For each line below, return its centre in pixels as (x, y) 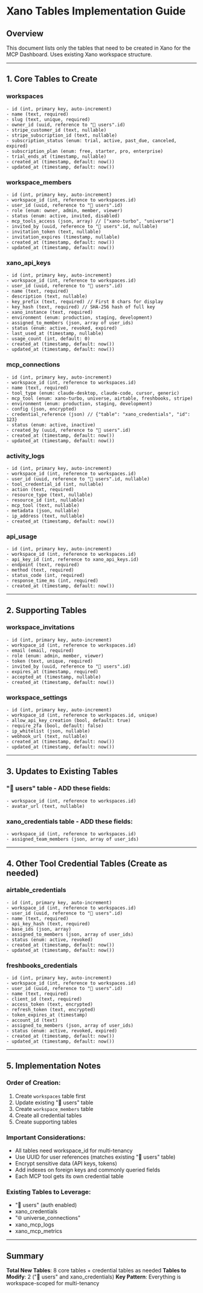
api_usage (22, 536)
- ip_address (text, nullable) (46, 516)
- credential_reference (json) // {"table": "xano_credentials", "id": (98, 414)
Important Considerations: (46, 1137)
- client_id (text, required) (44, 999)
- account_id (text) (32, 1020)
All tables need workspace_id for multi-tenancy (74, 1151)
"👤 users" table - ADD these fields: (58, 789)
